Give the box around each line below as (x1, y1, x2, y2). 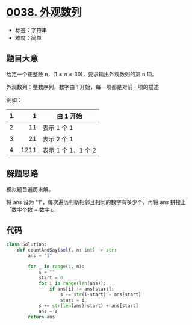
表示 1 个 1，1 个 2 (42, 146, 97, 154)
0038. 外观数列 (6, 5, 82, 19)
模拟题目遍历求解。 (6, 185, 54, 193)
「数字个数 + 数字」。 (6, 206, 58, 213)
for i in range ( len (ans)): (38, 280, 107, 286)
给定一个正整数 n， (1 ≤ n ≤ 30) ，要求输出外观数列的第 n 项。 (6, 70, 158, 78)
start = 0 (38, 274, 63, 280)
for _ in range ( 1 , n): (28, 264, 85, 270)
